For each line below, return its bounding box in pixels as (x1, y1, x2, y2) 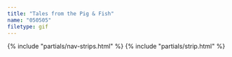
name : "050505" (7, 17, 52, 24)
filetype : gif (7, 23, 49, 30)
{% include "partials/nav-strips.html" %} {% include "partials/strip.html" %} (7, 42, 226, 51)
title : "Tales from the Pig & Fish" (7, 10, 114, 17)
